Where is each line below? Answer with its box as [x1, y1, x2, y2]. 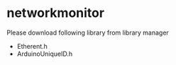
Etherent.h [16, 42, 48, 50]
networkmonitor [6, 5, 104, 21]
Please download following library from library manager [6, 28, 170, 37]
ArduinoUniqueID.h [16, 49, 73, 58]
